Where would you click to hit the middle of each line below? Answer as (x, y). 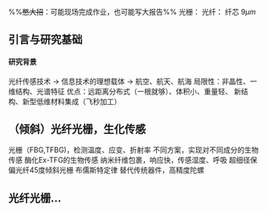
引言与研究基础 (45, 40)
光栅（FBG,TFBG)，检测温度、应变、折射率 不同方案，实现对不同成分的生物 (133, 150)
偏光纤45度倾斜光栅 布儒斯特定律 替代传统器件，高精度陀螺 (107, 170)
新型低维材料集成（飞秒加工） (72, 101)
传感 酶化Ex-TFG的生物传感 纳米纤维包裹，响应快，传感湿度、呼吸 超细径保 (133, 160)
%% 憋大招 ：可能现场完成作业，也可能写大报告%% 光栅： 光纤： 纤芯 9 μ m (132, 12)
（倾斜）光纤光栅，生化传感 (77, 129)
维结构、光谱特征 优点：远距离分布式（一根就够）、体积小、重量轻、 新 (125, 91)
